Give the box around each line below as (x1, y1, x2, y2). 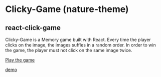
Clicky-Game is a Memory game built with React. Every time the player (5, 36, 151, 42)
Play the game (5, 57, 35, 63)
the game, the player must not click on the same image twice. (5, 47, 132, 53)
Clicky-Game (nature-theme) (5, 3, 129, 15)
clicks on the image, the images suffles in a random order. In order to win (5, 42, 156, 48)
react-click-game (5, 23, 61, 32)
